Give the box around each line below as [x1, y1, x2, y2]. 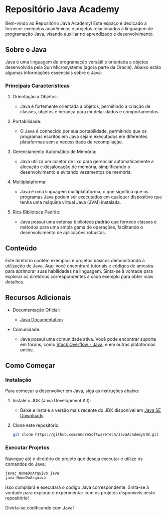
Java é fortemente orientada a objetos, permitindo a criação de [20, 103, 151, 109]
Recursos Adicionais [5, 293, 71, 302]
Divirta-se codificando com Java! [5, 505, 74, 511]
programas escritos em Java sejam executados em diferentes [20, 133, 148, 139]
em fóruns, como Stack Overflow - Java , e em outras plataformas [20, 341, 155, 347]
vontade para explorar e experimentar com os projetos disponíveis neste [5, 490, 155, 496]
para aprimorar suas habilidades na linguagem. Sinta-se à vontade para [5, 268, 153, 274]
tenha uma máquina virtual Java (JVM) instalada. [20, 199, 121, 205]
